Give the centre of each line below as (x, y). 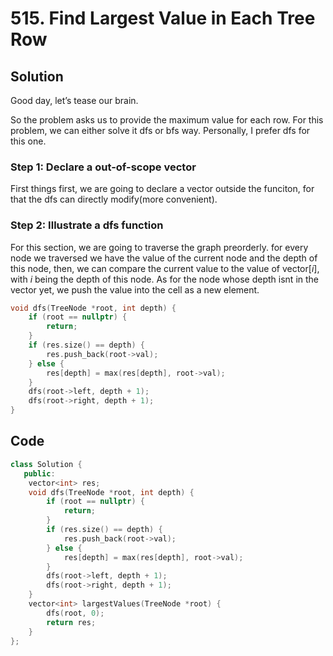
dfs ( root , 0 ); (75, 613)
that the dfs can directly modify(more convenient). (114, 199)
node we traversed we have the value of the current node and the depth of (164, 258)
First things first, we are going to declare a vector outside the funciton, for (162, 189)
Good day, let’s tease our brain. (74, 100)
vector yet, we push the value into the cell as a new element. (135, 289)
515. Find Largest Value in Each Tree (163, 18)
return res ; (71, 622)
